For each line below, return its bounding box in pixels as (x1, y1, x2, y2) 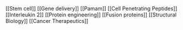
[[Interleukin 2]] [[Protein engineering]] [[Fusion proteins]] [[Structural (5, 11, 176, 18)
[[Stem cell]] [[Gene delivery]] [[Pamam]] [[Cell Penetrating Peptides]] (5, 5, 178, 12)
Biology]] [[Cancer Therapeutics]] (5, 18, 89, 24)
